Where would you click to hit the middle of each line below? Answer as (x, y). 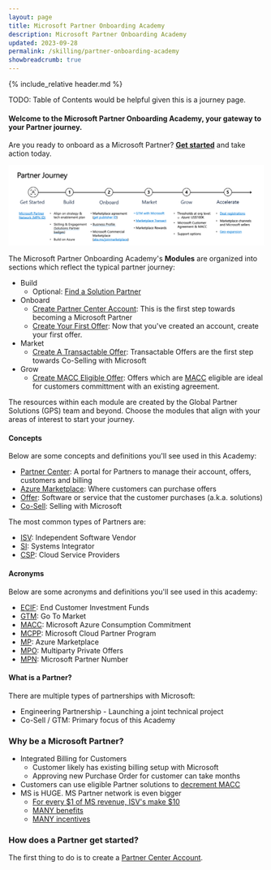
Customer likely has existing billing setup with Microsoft (125, 768)
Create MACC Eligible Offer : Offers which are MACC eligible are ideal (148, 378)
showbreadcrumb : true (45, 60)
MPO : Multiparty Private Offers (72, 650)
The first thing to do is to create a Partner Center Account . (106, 858)
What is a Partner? (40, 678)
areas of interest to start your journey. (72, 420)
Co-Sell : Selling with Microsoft (71, 506)
